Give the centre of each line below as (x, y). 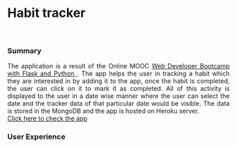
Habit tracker (47, 13)
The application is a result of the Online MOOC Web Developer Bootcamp (119, 66)
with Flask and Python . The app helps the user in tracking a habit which (119, 74)
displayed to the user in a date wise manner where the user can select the (119, 96)
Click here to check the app (48, 118)
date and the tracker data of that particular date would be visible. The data (119, 104)
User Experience (36, 137)
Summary (25, 51)
